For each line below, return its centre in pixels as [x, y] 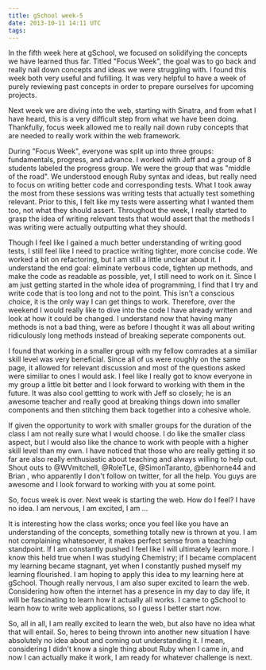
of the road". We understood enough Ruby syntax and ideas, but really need [133, 176]
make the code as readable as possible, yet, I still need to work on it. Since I [132, 277]
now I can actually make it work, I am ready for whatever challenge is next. [130, 657]
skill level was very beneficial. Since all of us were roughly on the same [124, 359]
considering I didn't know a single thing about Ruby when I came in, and [126, 649]
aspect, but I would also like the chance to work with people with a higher [128, 443]
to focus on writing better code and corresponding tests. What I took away [130, 185]
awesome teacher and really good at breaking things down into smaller [124, 401]
